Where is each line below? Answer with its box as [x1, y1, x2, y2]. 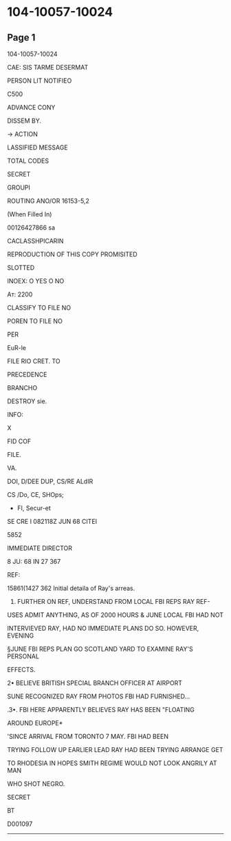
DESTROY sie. [7, 397, 47, 405]
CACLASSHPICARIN [7, 237, 64, 245]
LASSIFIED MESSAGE [7, 143, 68, 152]
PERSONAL [7, 652, 40, 660]
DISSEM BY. [7, 116, 42, 125]
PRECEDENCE [7, 370, 47, 378]
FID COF [7, 437, 32, 445]
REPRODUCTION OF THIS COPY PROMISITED [7, 250, 137, 259]
